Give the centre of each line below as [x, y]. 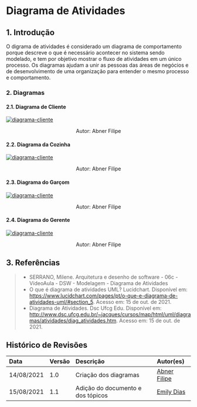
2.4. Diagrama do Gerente [38, 220]
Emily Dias [171, 392]
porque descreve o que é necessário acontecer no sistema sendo [86, 53]
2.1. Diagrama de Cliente [36, 107]
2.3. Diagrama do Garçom [38, 182]
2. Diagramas [26, 93]
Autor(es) [171, 361]
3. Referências [33, 263]
